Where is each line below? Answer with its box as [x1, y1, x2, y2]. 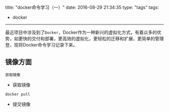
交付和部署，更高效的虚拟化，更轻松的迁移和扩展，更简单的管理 [31, 35, 164, 41]
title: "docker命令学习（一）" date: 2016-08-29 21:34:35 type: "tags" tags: [5, 4, 159, 10]
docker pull [5, 91, 30, 96]
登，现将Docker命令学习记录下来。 [5, 42, 78, 47]
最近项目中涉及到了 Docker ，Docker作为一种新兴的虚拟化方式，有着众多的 [5, 29, 157, 35]
